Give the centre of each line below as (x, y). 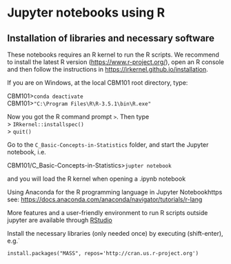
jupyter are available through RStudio (60, 220)
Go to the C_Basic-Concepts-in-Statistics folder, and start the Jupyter (108, 145)
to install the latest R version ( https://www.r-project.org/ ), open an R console (115, 62)
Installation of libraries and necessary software (111, 38)
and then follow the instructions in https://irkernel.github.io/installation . (108, 69)
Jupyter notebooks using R (86, 13)
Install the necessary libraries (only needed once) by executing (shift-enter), (115, 233)
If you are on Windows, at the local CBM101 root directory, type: (98, 83)
